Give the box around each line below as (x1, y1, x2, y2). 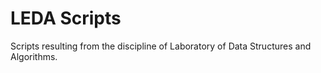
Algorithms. (10, 50, 58, 62)
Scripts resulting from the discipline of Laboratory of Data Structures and (10, 40, 312, 52)
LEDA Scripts (10, 7, 122, 30)
